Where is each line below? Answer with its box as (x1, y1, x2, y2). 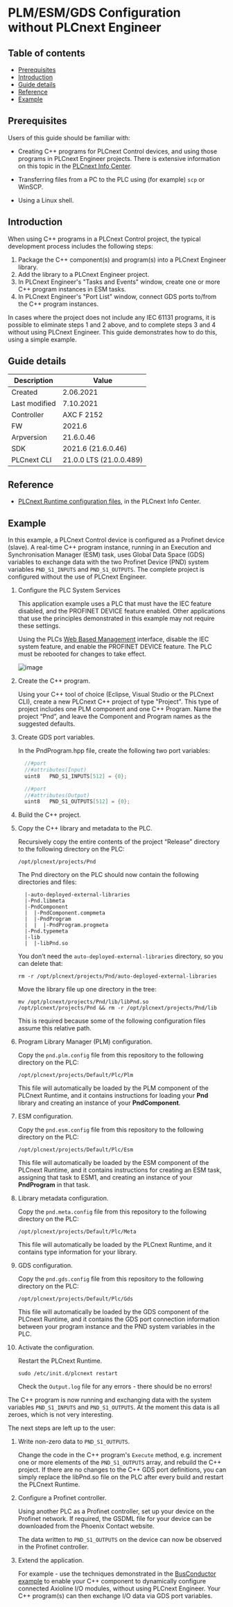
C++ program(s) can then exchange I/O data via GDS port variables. (17, 1592, 213, 1600)
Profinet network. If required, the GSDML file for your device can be (17, 1515, 212, 1523)
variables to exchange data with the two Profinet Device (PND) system (8, 558, 209, 566)
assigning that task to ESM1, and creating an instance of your (17, 1173, 193, 1182)
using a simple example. (8, 335, 77, 343)
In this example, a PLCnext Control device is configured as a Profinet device (8, 536, 225, 544)
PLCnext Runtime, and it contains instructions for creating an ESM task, (17, 1166, 222, 1174)
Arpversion (11, 432, 48, 442)
